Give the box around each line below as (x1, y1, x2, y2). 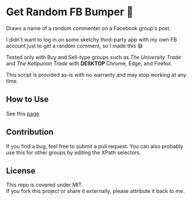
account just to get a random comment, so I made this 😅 (6, 42, 143, 49)
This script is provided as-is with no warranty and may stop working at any (6, 71, 187, 78)
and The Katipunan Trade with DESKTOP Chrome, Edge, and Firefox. (6, 60, 173, 67)
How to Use (6, 94, 49, 104)
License (6, 165, 36, 175)
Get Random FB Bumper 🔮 (6, 5, 133, 19)
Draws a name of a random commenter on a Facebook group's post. (6, 25, 171, 32)
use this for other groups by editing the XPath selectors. (6, 149, 142, 156)
